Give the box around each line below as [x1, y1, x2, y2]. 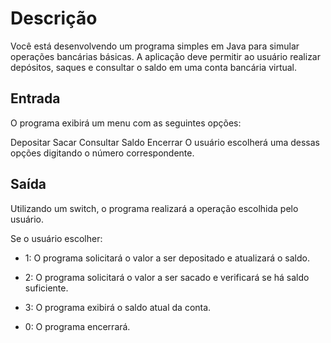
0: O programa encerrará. [24, 320, 131, 332]
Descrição [10, 7, 98, 30]
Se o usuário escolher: [10, 232, 103, 244]
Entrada [10, 90, 61, 107]
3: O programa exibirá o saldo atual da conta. [24, 301, 212, 313]
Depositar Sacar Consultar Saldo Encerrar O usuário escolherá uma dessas [10, 136, 320, 148]
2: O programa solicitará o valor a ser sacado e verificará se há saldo [24, 271, 310, 283]
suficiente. [24, 282, 69, 294]
